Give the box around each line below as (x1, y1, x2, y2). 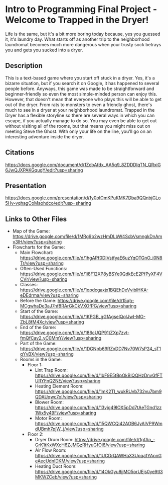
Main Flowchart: (20, 250, 54, 256)
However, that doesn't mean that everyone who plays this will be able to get (5, 96, 162, 102)
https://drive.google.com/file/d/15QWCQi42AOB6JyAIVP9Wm (35, 421, 163, 427)
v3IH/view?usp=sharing (12, 239, 62, 245)
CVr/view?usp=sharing (20, 276, 68, 282)
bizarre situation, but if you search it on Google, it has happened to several (5, 80, 159, 86)
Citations (5, 148, 35, 157)
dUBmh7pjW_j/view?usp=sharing (35, 426, 104, 432)
